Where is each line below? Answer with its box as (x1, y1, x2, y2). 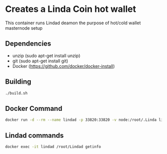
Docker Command (5, 104, 63, 112)
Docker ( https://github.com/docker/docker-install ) (12, 63, 115, 69)
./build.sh (5, 91, 28, 96)
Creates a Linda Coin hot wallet (5, 3, 137, 15)
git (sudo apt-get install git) (12, 58, 69, 64)
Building (5, 78, 31, 86)
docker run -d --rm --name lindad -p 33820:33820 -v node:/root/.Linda (5, 117, 157, 122)
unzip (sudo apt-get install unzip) (12, 52, 81, 58)
